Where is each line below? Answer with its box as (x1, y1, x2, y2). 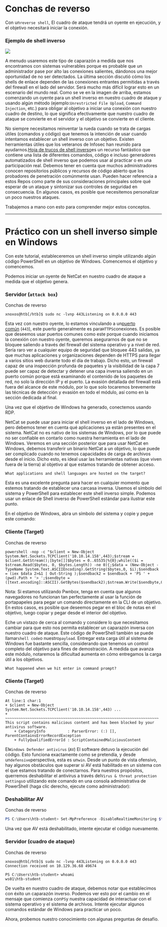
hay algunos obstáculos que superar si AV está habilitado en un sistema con (5, 762, 162, 768)
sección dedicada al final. (5, 395, 58, 401)
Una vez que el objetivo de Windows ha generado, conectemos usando (5, 404, 152, 411)
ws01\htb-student (5, 876, 41, 881)
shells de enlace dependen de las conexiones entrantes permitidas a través (5, 79, 160, 85)
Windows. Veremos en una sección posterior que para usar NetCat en (5, 440, 149, 446)
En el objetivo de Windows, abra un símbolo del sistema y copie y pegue (5, 511, 154, 516)
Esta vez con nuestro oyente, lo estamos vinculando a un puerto (5, 320, 136, 326)
